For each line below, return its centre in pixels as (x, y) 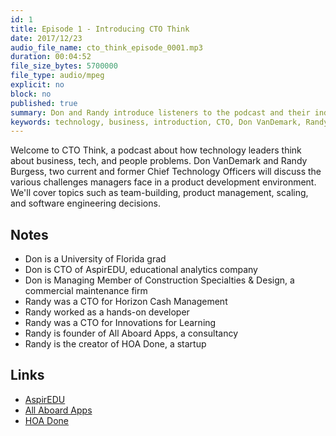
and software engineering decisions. (85, 203)
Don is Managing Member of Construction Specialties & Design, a (159, 280)
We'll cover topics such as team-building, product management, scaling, (159, 193)
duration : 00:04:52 (51, 57)
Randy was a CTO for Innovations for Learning (120, 323)
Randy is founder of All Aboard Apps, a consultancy (131, 333)
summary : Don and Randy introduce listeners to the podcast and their (160, 112)
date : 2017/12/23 (46, 38)
